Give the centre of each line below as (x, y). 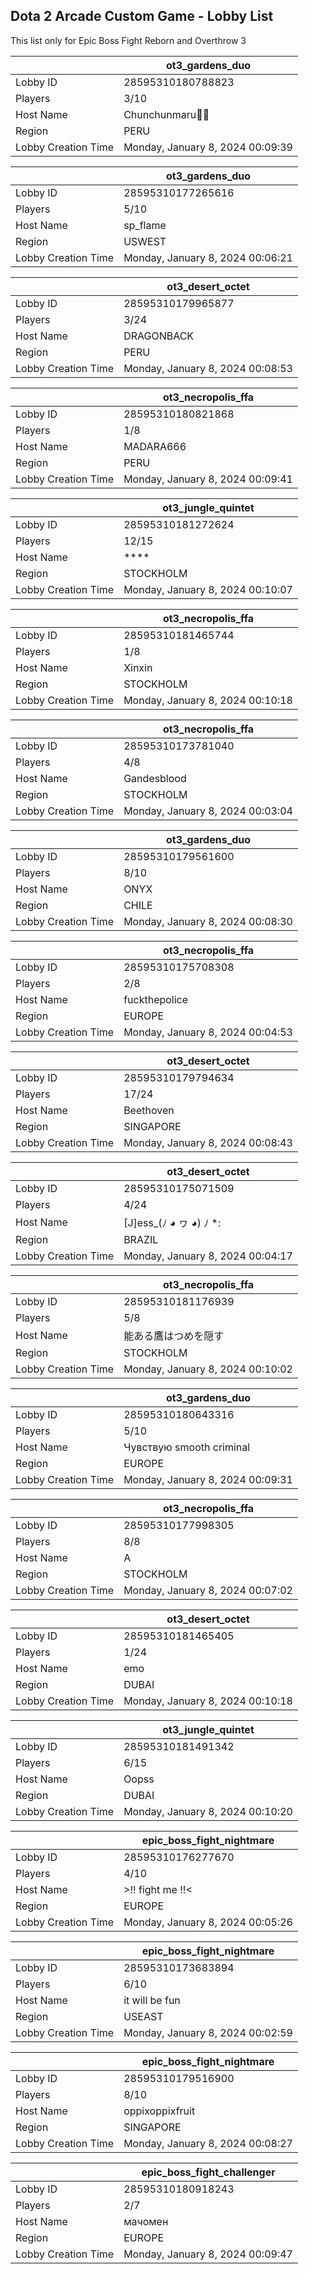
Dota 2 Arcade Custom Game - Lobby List (142, 16)
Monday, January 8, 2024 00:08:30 (208, 921)
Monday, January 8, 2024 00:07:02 (208, 1590)
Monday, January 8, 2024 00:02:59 (208, 2032)
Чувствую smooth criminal (187, 1447)
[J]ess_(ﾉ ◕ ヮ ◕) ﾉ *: (172, 1222)
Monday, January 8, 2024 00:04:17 (208, 1256)
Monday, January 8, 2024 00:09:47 (208, 2254)
